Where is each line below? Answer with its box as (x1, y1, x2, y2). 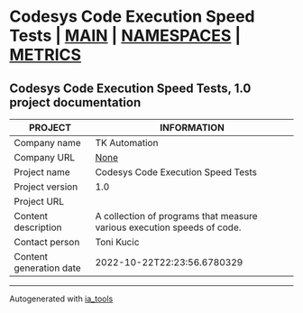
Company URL (14, 152, 75, 163)
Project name (14, 166, 70, 178)
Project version (14, 180, 78, 193)
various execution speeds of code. (95, 221, 242, 234)
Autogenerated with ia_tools (9, 293, 114, 304)
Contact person (14, 236, 80, 248)
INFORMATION (160, 122, 225, 133)
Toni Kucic (95, 236, 140, 248)
